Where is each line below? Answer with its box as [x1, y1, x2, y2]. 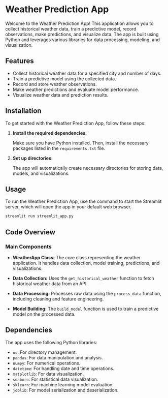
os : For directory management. [12, 349, 77, 355]
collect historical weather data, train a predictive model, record [5, 25, 137, 32]
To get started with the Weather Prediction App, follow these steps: [5, 120, 146, 126]
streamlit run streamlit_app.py [5, 213, 74, 219]
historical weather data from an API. [12, 281, 88, 287]
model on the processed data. [12, 311, 76, 317]
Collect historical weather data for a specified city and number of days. [12, 70, 161, 76]
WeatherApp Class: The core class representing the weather [12, 254, 141, 260]
